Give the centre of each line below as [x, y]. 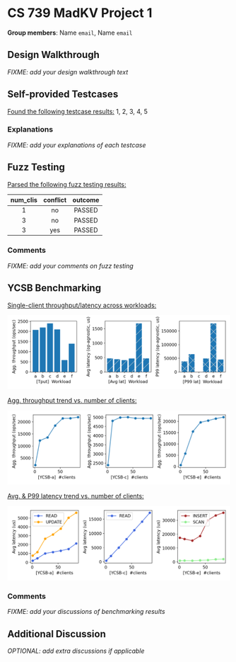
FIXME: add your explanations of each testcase [77, 145]
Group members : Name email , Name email [70, 33]
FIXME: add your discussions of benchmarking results [86, 612]
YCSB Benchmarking [54, 288]
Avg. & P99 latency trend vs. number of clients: [76, 496]
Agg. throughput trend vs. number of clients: [72, 401]
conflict [55, 200]
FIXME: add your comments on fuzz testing [71, 266]
